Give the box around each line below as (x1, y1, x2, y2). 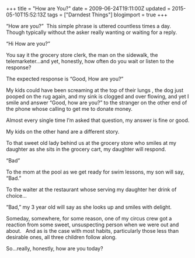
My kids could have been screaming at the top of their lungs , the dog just (6, 87, 184, 93)
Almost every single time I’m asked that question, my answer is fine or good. (6, 117, 190, 124)
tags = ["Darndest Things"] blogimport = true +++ (47, 11, 168, 18)
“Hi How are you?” (6, 40, 51, 47)
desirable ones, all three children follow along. (6, 234, 117, 240)
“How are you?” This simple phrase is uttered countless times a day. (6, 23, 171, 29)
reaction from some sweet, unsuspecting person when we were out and (6, 221, 179, 228)
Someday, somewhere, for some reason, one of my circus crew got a (6, 215, 172, 222)
